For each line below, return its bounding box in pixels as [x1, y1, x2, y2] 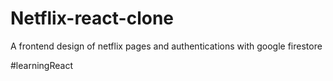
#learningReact [10, 59, 73, 71]
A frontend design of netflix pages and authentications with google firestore [10, 40, 323, 52]
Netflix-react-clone [10, 7, 175, 30]
